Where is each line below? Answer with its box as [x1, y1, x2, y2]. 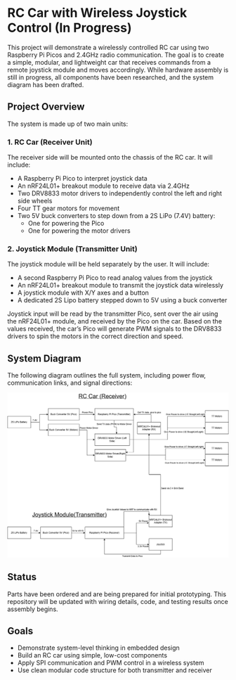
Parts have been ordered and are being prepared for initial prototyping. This [7, 589, 227, 598]
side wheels [17, 197, 53, 205]
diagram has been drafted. [7, 80, 84, 89]
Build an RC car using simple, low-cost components [17, 651, 167, 660]
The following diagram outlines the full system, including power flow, [7, 371, 206, 380]
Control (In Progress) [7, 20, 132, 36]
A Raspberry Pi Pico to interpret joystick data [17, 174, 147, 183]
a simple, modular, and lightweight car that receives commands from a [7, 58, 211, 66]
